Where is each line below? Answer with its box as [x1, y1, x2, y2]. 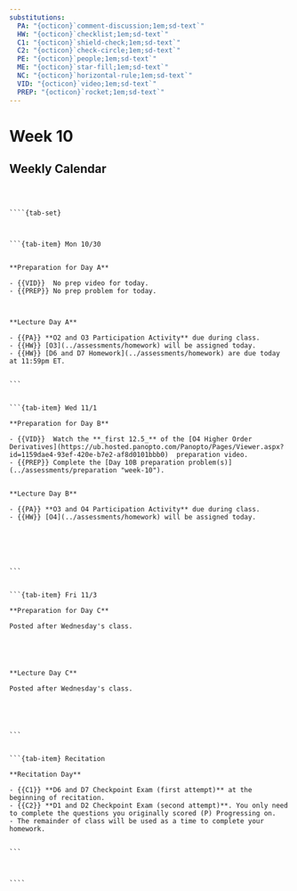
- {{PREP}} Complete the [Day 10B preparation [9, 458, 185, 467]
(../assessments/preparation [9, 465, 117, 475]
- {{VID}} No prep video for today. [9, 278, 149, 288]
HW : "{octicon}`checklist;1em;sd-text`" [17, 29, 169, 38]
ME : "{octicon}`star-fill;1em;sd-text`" [17, 63, 169, 72]
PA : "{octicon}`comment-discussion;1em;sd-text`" [17, 21, 205, 30]
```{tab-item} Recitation [9, 754, 105, 763]
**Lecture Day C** [9, 668, 77, 677]
